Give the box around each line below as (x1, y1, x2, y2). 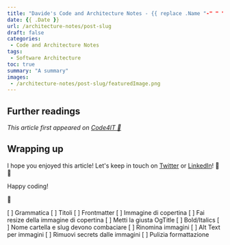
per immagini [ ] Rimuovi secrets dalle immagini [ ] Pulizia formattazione (7, 230, 209, 238)
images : (7, 73, 29, 81)
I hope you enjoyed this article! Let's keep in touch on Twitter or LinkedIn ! (7, 162, 214, 170)
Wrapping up (7, 143, 64, 155)
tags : (7, 49, 23, 55)
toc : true (7, 61, 36, 68)
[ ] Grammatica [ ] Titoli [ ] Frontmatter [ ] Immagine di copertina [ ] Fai (7, 208, 205, 216)
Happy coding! (7, 182, 49, 190)
